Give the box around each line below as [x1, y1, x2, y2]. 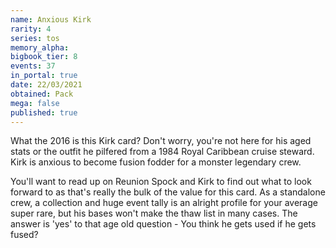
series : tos [10, 33, 60, 43]
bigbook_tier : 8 [10, 52, 78, 62]
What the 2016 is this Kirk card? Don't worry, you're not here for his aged [10, 135, 312, 147]
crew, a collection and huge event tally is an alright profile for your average [10, 197, 318, 209]
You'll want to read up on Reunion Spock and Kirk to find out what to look [10, 176, 312, 188]
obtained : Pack [10, 89, 74, 99]
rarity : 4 [10, 24, 52, 34]
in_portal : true [10, 71, 78, 81]
